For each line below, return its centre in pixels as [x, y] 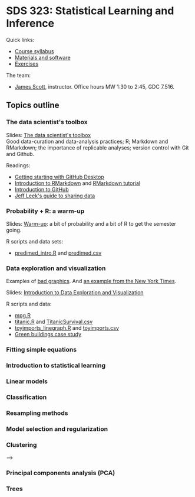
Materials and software [42, 57]
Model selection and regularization [57, 428]
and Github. [20, 154]
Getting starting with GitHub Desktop [59, 177]
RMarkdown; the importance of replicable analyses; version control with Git [97, 147]
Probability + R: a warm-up [45, 211]
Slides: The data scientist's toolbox [49, 135]
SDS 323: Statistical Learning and [90, 11]
